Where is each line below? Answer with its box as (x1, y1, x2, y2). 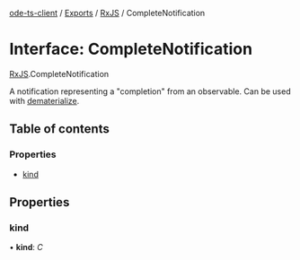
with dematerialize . (9, 95, 80, 106)
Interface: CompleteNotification (9, 39, 253, 59)
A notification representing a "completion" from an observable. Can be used (9, 85, 291, 97)
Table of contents (9, 121, 110, 137)
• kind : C (9, 242, 43, 253)
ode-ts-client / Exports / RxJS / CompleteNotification (9, 8, 206, 18)
